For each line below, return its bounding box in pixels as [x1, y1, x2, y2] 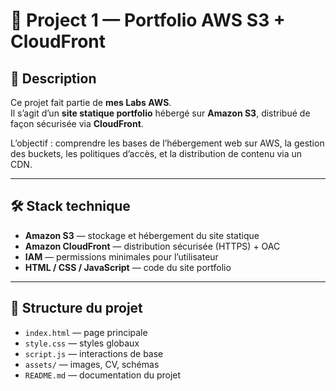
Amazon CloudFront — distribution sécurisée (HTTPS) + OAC [24, 240, 281, 252]
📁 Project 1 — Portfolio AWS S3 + [10, 9, 286, 32]
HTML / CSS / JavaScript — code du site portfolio [24, 261, 232, 273]
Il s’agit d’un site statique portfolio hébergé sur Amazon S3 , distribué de [10, 107, 311, 119]
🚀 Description [10, 70, 97, 87]
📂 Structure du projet [10, 300, 143, 317]
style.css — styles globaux [24, 337, 140, 349]
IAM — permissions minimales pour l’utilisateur [24, 250, 219, 263]
